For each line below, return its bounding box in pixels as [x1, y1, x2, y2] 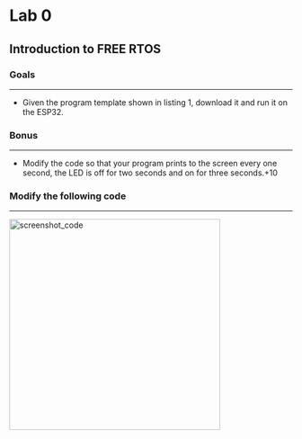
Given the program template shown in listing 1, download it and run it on [22, 96, 289, 108]
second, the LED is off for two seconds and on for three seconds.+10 [22, 167, 279, 178]
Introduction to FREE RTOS [9, 41, 162, 57]
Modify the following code [9, 190, 127, 202]
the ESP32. [22, 106, 65, 117]
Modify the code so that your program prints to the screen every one [22, 158, 278, 169]
